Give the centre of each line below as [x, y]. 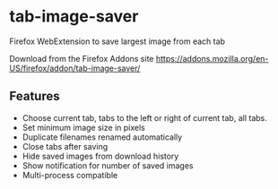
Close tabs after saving [65, 146]
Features [35, 96]
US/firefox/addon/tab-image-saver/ [75, 68]
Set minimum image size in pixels [83, 127]
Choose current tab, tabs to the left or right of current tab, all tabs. [144, 117]
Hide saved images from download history [100, 156]
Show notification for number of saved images [108, 165]
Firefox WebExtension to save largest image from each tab [117, 41]
